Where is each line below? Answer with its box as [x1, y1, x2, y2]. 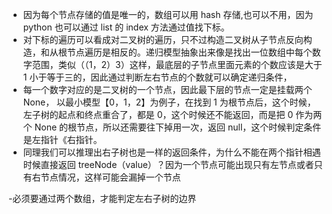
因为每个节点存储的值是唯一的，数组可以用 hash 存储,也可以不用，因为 [22, 9, 314, 20]
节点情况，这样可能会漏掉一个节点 [40, 171, 181, 183]
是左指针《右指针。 [22, 134, 103, 145]
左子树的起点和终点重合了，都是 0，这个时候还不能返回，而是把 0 [22, 109, 294, 120]
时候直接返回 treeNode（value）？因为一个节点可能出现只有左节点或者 [22, 159, 315, 170]
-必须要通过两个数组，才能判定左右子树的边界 [8, 193, 197, 204]
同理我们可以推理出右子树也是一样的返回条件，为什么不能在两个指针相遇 [22, 146, 321, 158]
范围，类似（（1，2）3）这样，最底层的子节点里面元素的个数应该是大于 [31, 59, 323, 70]
